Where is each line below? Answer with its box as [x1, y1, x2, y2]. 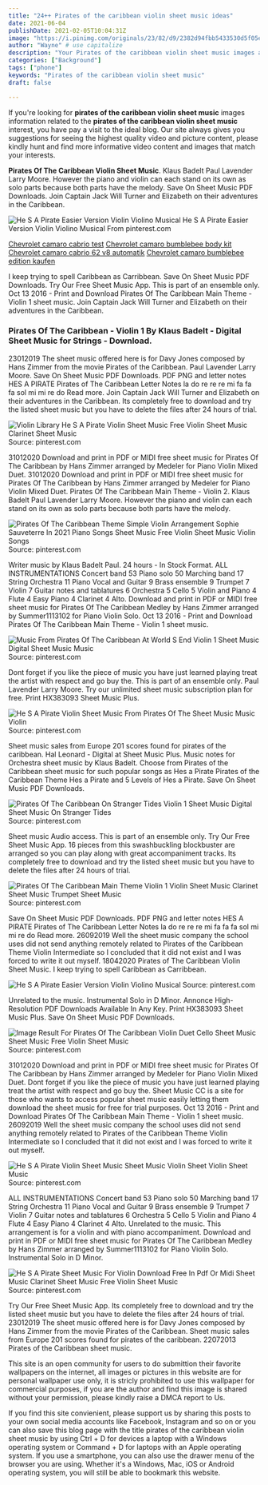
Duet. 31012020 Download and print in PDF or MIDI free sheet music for [8, 469, 244, 479]
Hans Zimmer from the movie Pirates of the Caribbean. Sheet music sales [8, 1326, 250, 1335]
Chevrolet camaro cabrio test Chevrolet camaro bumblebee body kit [8, 239, 232, 249]
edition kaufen [8, 256, 56, 265]
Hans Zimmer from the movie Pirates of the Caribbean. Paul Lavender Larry [8, 361, 257, 372]
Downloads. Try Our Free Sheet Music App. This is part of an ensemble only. [8, 280, 260, 289]
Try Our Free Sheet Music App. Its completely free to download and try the [8, 1300, 254, 1310]
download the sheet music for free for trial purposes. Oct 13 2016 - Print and [8, 1103, 259, 1112]
